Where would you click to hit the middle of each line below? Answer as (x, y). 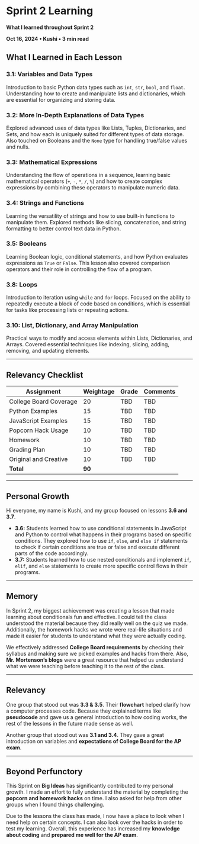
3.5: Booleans (27, 244)
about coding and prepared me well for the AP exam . (72, 835)
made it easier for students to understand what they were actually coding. (96, 636)
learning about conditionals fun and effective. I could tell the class (86, 617)
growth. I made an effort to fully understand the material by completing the (97, 792)
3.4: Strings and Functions (45, 203)
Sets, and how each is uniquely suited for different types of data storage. (95, 134)
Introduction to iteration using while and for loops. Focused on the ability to (98, 298)
